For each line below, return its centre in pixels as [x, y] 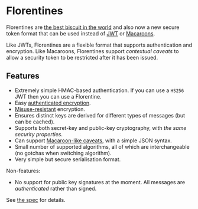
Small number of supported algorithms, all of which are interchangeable [102, 146]
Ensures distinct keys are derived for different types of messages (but [100, 115]
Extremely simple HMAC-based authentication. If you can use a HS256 [99, 90]
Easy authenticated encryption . [53, 103]
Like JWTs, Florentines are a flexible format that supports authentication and [99, 45]
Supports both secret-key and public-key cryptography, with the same [100, 128]
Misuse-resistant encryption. [50, 109]
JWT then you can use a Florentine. [58, 96]
